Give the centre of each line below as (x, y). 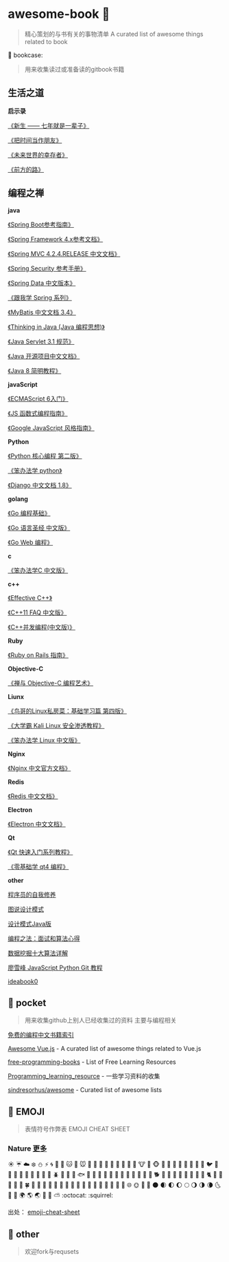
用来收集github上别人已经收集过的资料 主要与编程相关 (100, 1020)
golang (18, 499)
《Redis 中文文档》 (33, 796)
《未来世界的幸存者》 (38, 155)
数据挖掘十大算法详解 (38, 953)
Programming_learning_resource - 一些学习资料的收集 (84, 1076)
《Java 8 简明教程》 (35, 370)
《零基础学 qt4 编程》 (38, 866)
